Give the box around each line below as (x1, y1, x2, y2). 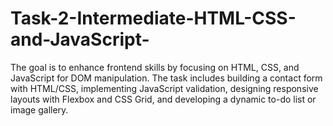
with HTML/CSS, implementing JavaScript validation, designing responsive (10, 82, 319, 94)
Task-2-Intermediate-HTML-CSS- (10, 7, 297, 30)
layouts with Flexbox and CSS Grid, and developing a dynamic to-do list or (10, 93, 317, 105)
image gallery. (10, 103, 69, 116)
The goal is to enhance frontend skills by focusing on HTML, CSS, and (10, 61, 300, 73)
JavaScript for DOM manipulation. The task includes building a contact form (10, 72, 323, 84)
